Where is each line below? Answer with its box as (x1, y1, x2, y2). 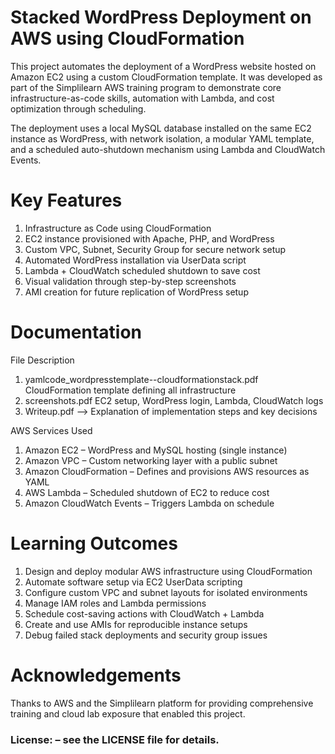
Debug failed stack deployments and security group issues (24, 629, 268, 641)
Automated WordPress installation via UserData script (24, 254, 247, 266)
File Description (10, 354, 75, 366)
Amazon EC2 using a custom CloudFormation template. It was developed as (10, 71, 323, 83)
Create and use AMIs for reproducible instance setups (24, 618, 248, 630)
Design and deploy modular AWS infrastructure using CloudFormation (24, 565, 313, 577)
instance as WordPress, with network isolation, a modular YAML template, (10, 132, 315, 145)
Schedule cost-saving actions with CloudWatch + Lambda (24, 607, 265, 620)
